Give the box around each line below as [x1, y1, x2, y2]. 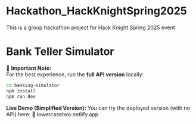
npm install [6, 88, 36, 94]
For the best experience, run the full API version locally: [6, 70, 144, 78]
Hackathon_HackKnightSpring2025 [6, 4, 187, 18]
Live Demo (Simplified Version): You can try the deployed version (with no [6, 104, 191, 111]
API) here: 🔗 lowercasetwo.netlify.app [6, 110, 99, 117]
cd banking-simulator [6, 82, 60, 88]
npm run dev [6, 94, 36, 100]
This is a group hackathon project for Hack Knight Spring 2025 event [6, 24, 176, 31]
